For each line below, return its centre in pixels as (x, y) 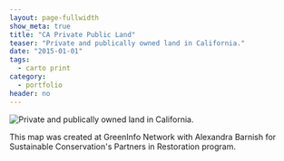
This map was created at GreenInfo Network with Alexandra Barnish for (143, 137)
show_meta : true (40, 26)
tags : (20, 60)
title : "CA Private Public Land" (73, 34)
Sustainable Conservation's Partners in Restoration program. (122, 147)
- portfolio (40, 85)
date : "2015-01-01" (46, 52)
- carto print (44, 69)
